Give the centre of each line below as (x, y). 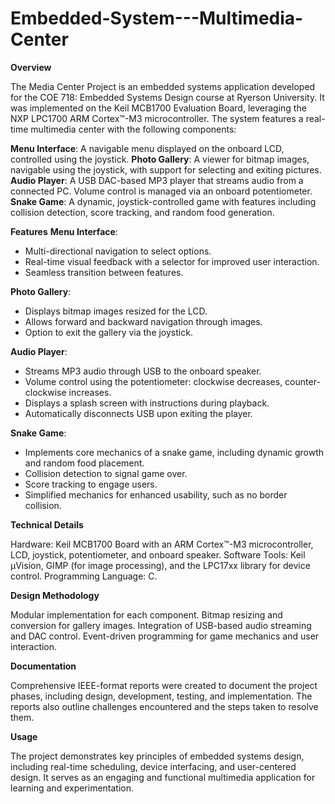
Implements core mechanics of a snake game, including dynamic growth (174, 452)
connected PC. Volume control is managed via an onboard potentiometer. (161, 191)
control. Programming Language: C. (84, 576)
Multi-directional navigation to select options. (118, 251)
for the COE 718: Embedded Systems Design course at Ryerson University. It (167, 97)
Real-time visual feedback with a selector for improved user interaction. (172, 261)
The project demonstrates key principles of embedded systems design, (157, 756)
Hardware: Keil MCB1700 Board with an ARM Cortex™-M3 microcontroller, (162, 544)
